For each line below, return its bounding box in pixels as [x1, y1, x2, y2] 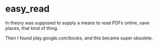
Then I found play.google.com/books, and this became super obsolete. [5, 35, 153, 41]
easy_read [5, 3, 50, 15]
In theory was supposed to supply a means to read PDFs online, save [5, 20, 150, 26]
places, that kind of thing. [5, 25, 59, 31]
